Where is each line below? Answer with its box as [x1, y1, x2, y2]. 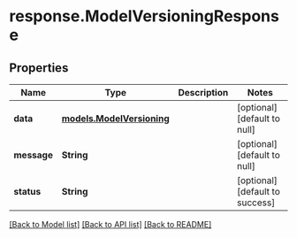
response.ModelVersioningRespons [9, 6, 280, 27]
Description [178, 87, 229, 98]
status [13, 186, 42, 197]
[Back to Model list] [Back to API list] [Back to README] [9, 219, 212, 229]
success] [237, 196, 276, 209]
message [13, 149, 53, 161]
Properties [9, 60, 69, 75]
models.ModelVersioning [61, 112, 170, 125]
